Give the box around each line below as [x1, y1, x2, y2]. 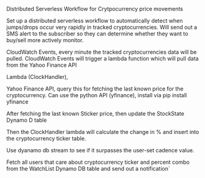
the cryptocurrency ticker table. [6, 135, 86, 142]
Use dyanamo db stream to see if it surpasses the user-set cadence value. [6, 147, 195, 154]
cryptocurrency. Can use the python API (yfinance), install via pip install [6, 92, 187, 98]
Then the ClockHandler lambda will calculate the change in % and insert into [6, 128, 199, 135]
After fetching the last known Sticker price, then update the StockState [6, 110, 185, 117]
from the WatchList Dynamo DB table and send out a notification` [6, 165, 170, 172]
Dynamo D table [6, 116, 47, 124]
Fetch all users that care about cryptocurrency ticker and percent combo [6, 158, 190, 166]
